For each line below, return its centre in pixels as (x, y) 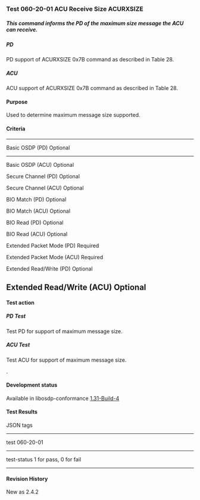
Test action (20, 302)
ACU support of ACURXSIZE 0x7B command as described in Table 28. (92, 88)
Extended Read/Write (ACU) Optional (76, 288)
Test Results (22, 412)
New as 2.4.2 (22, 492)
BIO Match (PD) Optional (36, 199)
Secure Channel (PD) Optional (43, 176)
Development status (32, 385)
